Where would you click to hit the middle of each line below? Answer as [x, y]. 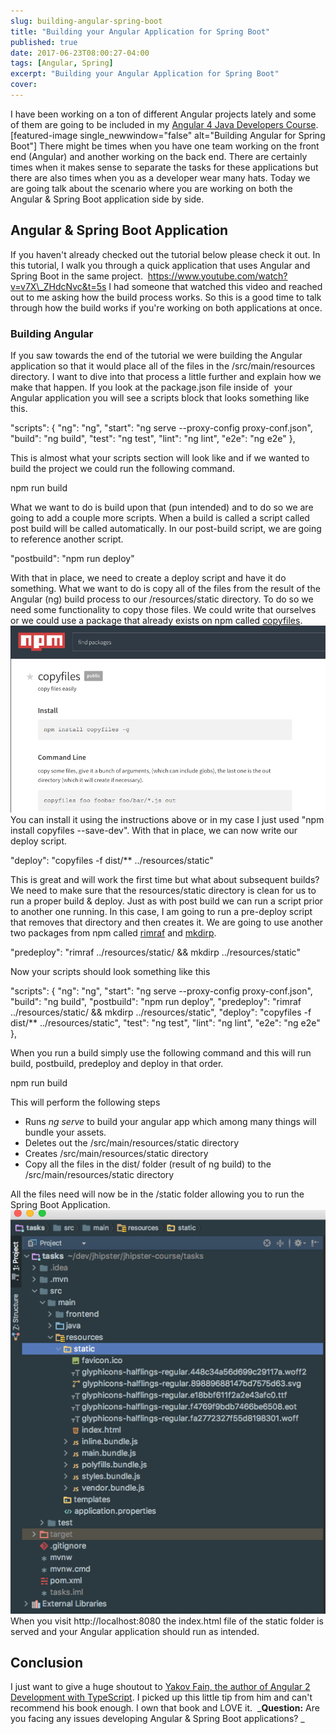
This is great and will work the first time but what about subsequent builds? [165, 880]
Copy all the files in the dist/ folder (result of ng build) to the [148, 1164]
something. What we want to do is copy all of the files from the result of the [165, 588]
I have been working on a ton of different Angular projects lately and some [163, 114]
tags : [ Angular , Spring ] [62, 63]
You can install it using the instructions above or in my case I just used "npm [167, 820]
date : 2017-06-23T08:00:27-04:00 [80, 53]
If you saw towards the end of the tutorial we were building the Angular [156, 355]
